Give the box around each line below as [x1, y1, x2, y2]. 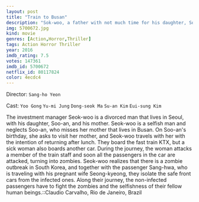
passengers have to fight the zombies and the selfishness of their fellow [6, 183, 182, 190]
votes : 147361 [6, 58, 41, 64]
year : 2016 [6, 47, 33, 53]
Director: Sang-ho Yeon [6, 91, 61, 98]
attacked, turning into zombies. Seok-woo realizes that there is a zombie [6, 158, 183, 165]
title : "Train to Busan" [6, 14, 68, 20]
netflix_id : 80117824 [6, 69, 60, 75]
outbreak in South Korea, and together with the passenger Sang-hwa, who [6, 164, 188, 171]
